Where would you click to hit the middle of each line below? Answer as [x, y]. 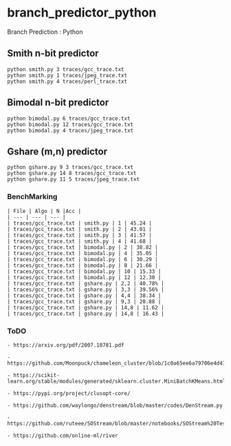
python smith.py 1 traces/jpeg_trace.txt [67, 75]
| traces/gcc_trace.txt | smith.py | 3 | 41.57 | [80, 235]
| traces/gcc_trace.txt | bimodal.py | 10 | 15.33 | [84, 271]
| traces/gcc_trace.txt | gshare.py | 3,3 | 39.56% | [86, 290]
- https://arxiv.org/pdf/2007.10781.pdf [66, 345]
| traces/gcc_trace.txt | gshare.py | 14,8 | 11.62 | [86, 307]
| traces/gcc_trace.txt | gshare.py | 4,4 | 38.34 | [84, 295]
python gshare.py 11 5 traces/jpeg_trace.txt [73, 180]
